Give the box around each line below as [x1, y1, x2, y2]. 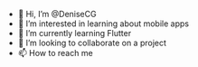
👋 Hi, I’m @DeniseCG [17, 9, 97, 19]
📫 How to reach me [17, 48, 93, 58]
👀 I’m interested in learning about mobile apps [17, 18, 190, 29]
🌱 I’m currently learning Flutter [17, 28, 132, 38]
